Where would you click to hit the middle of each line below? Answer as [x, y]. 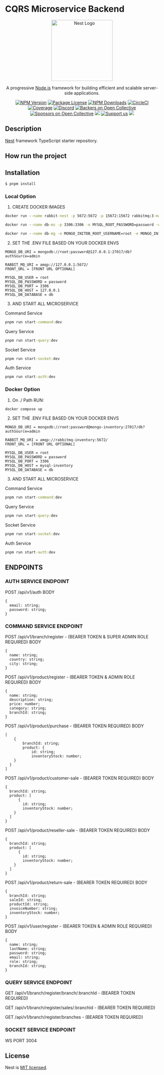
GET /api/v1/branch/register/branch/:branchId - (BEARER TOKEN [70, 993]
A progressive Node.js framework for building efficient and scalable [74, 88]
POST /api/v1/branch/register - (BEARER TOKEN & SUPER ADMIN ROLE [77, 636]
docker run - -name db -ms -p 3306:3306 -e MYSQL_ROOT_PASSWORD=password [79, 225]
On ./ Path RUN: [28, 400]
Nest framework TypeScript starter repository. [51, 141]
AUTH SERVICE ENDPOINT [37, 581]
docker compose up [24, 409]
